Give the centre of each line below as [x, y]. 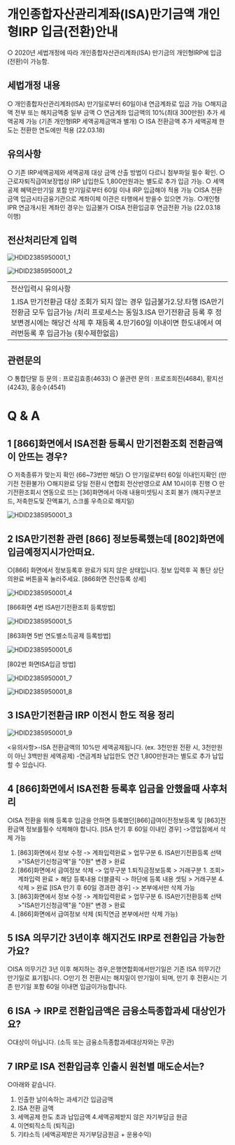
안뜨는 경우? [43, 457]
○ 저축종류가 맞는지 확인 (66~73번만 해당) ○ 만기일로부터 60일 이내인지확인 [112, 475]
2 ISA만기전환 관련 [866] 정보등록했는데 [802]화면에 [116, 539]
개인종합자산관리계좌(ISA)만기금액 [101, 14]
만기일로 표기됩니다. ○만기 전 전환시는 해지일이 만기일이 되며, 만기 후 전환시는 [114, 978]
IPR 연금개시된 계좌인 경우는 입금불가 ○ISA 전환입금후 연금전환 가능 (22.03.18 [114, 207]
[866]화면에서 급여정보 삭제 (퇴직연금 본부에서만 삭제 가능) [98, 913]
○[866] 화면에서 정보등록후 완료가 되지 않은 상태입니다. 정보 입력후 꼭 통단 [109, 570]
